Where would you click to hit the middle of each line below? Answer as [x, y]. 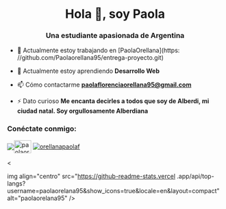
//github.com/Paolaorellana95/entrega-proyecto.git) [90, 58]
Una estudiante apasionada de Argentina [115, 36]
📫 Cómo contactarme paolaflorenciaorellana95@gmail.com [104, 85]
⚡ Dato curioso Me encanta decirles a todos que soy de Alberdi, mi [113, 101]
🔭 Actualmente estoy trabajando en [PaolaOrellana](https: [98, 50]
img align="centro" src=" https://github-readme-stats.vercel [91, 176]
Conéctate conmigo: [42, 129]
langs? [16, 183]
